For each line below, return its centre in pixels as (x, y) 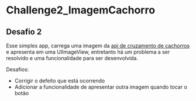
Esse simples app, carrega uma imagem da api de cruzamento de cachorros (98, 46)
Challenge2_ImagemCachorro (81, 10)
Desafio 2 (24, 32)
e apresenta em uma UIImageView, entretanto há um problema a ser (88, 52)
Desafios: (18, 69)
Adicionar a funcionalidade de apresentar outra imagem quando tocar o (101, 87)
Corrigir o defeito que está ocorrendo (60, 81)
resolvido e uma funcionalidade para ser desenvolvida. (72, 58)
